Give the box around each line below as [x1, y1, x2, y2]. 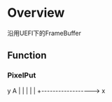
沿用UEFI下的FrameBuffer [7, 29, 82, 37]
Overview [7, 5, 65, 21]
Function [7, 50, 47, 61]
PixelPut [7, 71, 36, 80]
